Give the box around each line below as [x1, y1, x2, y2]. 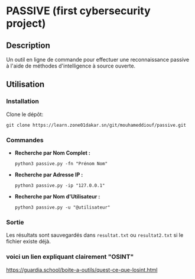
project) [6, 17, 46, 30]
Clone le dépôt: [6, 111, 44, 118]
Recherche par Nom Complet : [14, 149, 90, 156]
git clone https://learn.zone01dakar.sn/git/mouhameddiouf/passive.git [6, 122, 186, 128]
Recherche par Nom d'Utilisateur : [14, 193, 100, 200]
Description [6, 40, 50, 50]
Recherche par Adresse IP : [14, 171, 83, 178]
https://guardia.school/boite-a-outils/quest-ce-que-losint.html [6, 266, 158, 273]
